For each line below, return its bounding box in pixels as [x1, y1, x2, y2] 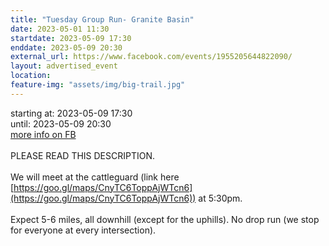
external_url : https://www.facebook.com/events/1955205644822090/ [10, 52, 293, 62]
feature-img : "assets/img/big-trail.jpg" [10, 80, 186, 90]
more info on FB [10, 128, 77, 140]
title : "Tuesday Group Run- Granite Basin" [10, 14, 195, 25]
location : [10, 71, 52, 81]
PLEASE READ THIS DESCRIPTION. [10, 149, 156, 161]
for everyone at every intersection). [10, 224, 157, 236]
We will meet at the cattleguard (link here [10, 171, 180, 183]
